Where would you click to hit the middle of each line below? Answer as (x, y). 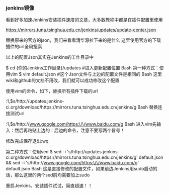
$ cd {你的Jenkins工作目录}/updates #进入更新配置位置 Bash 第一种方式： (83, 68)
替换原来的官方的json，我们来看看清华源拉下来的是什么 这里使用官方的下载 (83, 40)
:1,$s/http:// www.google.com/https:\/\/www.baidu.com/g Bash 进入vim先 (81, 124)
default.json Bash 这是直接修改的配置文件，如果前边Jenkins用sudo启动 (79, 169)
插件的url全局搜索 (24, 47)
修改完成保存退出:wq (27, 141)
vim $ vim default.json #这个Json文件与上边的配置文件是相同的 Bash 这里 (86, 74)
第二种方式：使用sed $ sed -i (36, 152)
